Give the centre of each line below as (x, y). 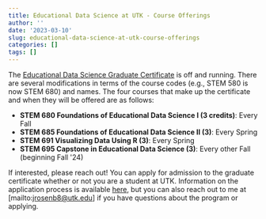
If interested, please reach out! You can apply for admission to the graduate (131, 172)
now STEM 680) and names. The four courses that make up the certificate (129, 91)
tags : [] (23, 52)
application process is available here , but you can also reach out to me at (127, 189)
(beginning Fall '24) (51, 157)
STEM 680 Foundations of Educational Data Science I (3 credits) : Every (139, 115)
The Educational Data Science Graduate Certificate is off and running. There (133, 75)
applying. (23, 206)
